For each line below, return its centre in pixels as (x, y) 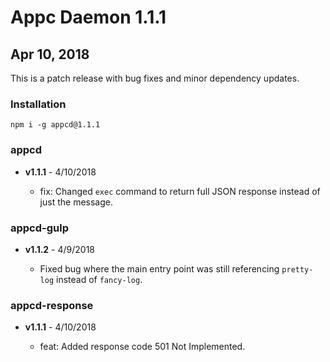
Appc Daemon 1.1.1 (88, 17)
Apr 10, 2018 (50, 54)
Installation (38, 104)
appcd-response (52, 305)
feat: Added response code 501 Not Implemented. (142, 347)
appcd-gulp (39, 228)
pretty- (297, 269)
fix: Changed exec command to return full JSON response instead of (180, 191)
